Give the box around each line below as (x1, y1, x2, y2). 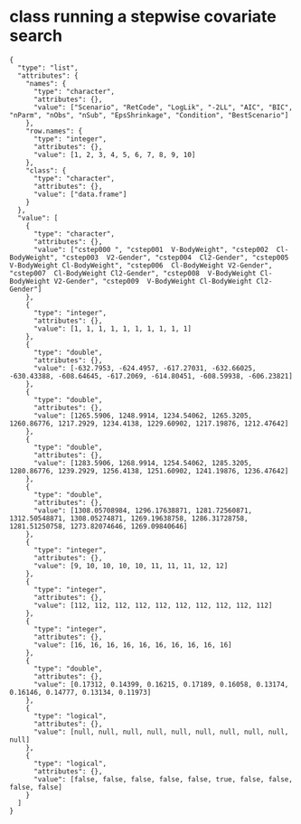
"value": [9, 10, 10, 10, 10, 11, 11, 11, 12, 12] (33, 561, 229, 570)
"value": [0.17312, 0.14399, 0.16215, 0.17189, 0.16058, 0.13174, (33, 679, 289, 688)
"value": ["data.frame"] (33, 190, 127, 199)
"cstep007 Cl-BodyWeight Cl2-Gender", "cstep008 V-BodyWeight (9, 268, 257, 277)
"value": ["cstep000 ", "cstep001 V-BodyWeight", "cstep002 (33, 245, 269, 254)
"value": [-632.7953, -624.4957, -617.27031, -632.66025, (33, 363, 257, 372)
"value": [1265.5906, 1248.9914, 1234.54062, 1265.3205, (33, 411, 253, 420)
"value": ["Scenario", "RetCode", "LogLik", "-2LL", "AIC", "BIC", (33, 102, 294, 112)
